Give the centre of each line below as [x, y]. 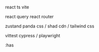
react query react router [30, 16]
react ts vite [17, 7]
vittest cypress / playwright [33, 36]
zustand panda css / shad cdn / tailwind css [50, 26]
